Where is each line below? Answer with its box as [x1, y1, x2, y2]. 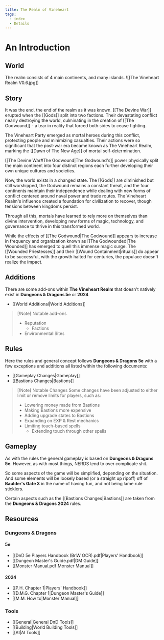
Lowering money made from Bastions [24, 402, 100, 408]
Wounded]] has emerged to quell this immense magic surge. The [5, 244, 136, 250]
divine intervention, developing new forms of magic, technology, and [5, 218, 143, 224]
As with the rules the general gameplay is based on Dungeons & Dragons [5, 455, 154, 461]
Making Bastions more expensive [24, 407, 92, 413]
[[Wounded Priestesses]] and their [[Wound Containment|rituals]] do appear [5, 249, 159, 254]
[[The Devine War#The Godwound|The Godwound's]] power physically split [5, 158, 159, 164]
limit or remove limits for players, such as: [17, 392, 101, 398]
